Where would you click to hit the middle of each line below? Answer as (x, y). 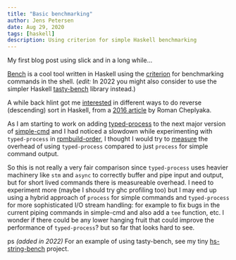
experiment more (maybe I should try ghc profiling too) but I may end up (112, 190)
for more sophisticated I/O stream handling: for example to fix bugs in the (114, 205)
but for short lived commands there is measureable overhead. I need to (111, 183)
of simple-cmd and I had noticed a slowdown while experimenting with (110, 131)
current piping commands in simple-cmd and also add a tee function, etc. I (116, 213)
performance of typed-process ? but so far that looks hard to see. (101, 227)
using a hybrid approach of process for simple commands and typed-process (118, 198)
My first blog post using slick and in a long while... (80, 60)
